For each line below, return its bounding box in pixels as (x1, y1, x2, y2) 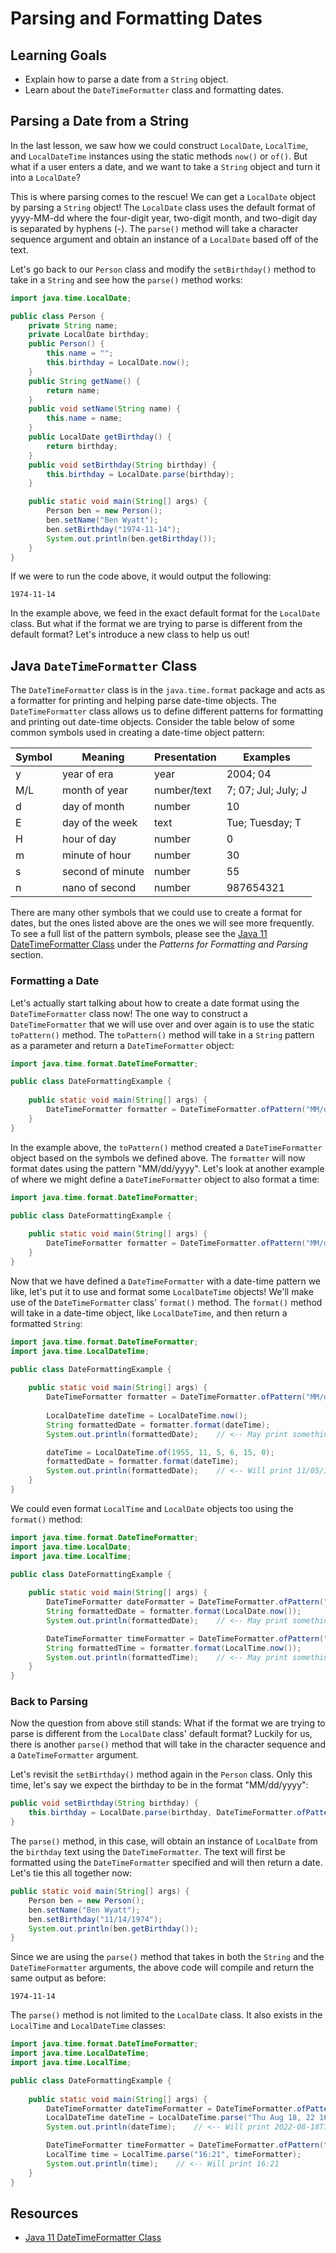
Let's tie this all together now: (10, 1867, 133, 1879)
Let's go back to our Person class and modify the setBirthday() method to (10, 263, 317, 275)
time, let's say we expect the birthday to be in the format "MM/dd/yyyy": (10, 1779, 309, 1791)
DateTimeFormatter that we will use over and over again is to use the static (10, 1018, 315, 1030)
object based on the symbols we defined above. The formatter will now (10, 1152, 306, 1164)
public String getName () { (28, 376, 141, 386)
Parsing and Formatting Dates (10, 7, 263, 30)
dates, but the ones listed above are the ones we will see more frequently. (10, 917, 315, 929)
